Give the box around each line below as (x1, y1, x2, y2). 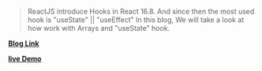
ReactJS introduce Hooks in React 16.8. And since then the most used (27, 7, 255, 16)
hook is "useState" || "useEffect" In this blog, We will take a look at (27, 15, 245, 24)
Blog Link (8, 39, 39, 48)
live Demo (8, 54, 42, 63)
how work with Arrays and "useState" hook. (27, 24, 170, 32)
